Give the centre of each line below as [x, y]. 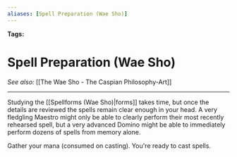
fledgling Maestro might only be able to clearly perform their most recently [116, 117]
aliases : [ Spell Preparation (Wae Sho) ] [68, 14]
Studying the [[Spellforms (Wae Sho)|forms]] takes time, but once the [108, 102]
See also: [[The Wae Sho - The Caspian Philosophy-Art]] [90, 82]
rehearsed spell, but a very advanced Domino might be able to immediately [116, 125]
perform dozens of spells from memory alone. [74, 132]
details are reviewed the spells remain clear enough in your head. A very [112, 109]
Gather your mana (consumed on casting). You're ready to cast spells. [109, 146]
